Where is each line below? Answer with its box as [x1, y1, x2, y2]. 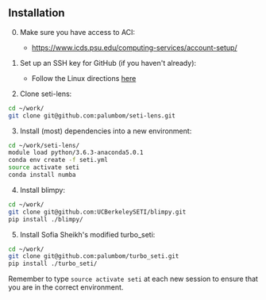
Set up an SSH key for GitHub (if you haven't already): [19, 58, 197, 67]
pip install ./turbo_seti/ [8, 260, 98, 268]
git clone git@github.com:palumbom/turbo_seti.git [8, 252, 179, 260]
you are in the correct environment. [8, 283, 124, 292]
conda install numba [8, 171, 77, 179]
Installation [8, 6, 65, 20]
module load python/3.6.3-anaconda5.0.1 [8, 148, 145, 157]
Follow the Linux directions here [31, 73, 137, 83]
